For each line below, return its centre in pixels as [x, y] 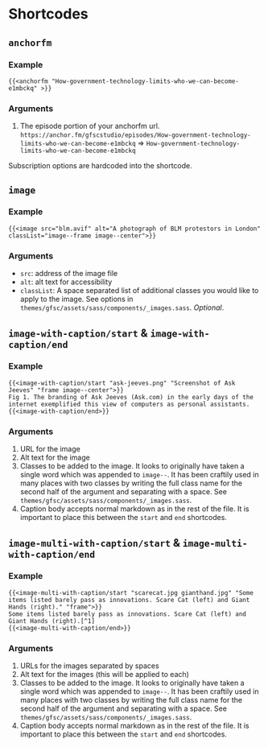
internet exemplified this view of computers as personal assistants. [129, 404]
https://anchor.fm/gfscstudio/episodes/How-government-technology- [135, 135]
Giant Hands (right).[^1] [52, 621]
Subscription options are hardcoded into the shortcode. [101, 166]
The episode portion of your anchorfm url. [90, 126]
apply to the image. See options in [76, 299]
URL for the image [50, 449]
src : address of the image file [69, 274]
